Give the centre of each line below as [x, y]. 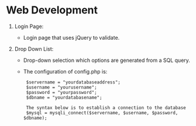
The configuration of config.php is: [65, 71]
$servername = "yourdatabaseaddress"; [73, 82]
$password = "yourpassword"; [62, 92]
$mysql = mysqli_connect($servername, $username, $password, [102, 113]
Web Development [52, 10]
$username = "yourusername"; [62, 87]
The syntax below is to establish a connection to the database [106, 108]
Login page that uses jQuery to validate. [71, 37]
